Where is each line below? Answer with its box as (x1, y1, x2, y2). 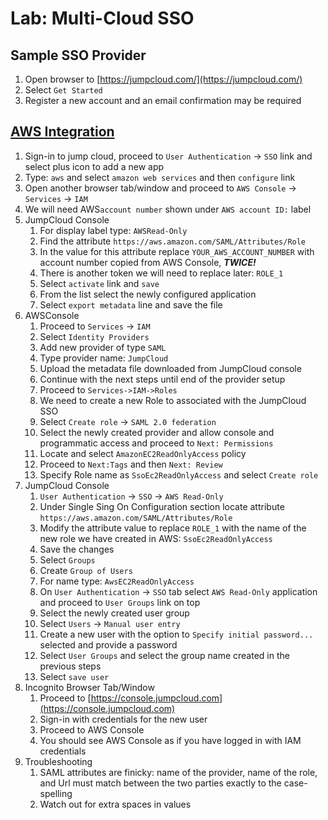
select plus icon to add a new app (24, 160, 165, 172)
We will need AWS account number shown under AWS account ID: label (24, 203, 312, 215)
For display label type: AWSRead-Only (39, 224, 188, 236)
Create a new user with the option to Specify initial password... (39, 628, 314, 640)
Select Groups (39, 553, 96, 566)
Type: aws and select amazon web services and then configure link (24, 171, 296, 183)
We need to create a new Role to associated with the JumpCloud (39, 394, 307, 406)
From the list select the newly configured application (39, 288, 257, 300)
